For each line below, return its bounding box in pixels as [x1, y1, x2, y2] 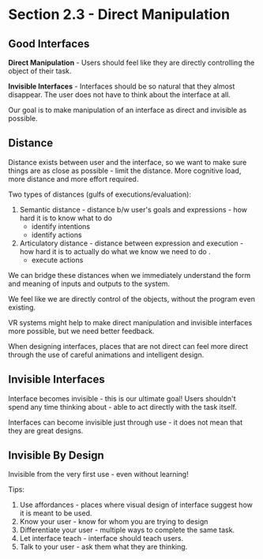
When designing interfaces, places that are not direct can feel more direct [8, 341, 249, 351]
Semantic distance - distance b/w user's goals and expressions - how [19, 204, 247, 214]
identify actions [31, 230, 82, 239]
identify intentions [31, 221, 91, 231]
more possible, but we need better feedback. [8, 326, 155, 336]
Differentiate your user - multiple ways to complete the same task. [19, 525, 235, 535]
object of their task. [8, 66, 72, 76]
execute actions [31, 255, 84, 264]
